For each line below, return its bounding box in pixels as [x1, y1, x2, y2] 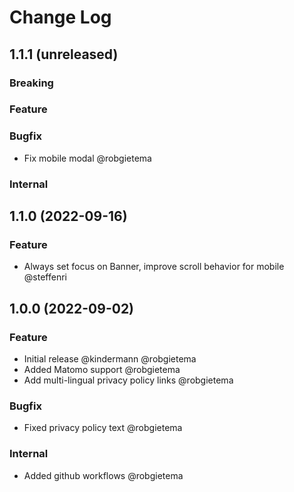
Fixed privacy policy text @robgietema [23, 422, 183, 434]
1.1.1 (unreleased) [9, 46, 119, 63]
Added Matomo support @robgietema [23, 364, 181, 376]
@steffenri [23, 271, 67, 283]
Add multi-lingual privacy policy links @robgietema [23, 374, 234, 386]
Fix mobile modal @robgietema [23, 152, 152, 164]
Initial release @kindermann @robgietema [23, 353, 197, 365]
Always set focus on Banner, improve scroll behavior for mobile [23, 261, 285, 273]
